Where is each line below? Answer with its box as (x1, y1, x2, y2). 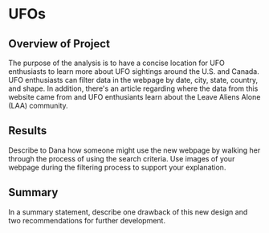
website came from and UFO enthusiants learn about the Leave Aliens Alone (8, 92, 261, 101)
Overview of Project (8, 37, 111, 51)
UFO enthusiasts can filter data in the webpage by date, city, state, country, (8, 76, 259, 84)
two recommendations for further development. (8, 215, 166, 225)
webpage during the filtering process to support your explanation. (8, 162, 226, 172)
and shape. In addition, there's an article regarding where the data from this (8, 84, 259, 93)
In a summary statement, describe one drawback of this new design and (8, 206, 248, 217)
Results (8, 124, 47, 137)
